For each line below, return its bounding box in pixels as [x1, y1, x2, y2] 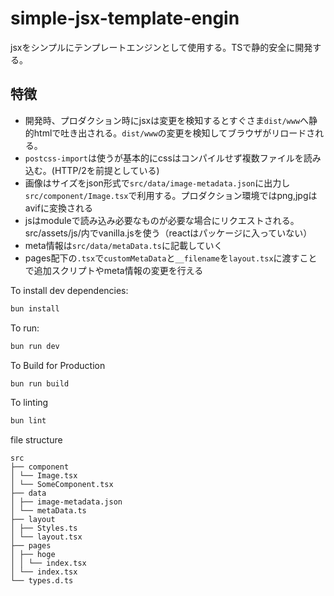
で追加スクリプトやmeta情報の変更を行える [24, 264, 204, 276]
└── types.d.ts [10, 576, 74, 586]
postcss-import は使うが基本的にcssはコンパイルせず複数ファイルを [24, 152, 304, 164]
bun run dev [10, 341, 60, 351]
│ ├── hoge [10, 550, 56, 560]
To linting [10, 397, 49, 409]
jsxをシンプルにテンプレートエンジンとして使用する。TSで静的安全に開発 [10, 41, 313, 53]
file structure [10, 434, 63, 446]
